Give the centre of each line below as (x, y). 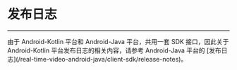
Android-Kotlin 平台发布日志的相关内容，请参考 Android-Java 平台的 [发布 (115, 50)
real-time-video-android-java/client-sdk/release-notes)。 (104, 59)
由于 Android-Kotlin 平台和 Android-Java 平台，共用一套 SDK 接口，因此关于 (118, 41)
